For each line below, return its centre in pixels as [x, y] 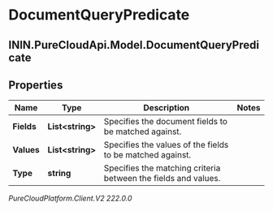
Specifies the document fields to [165, 122]
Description [166, 108]
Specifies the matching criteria [162, 168]
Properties [36, 85]
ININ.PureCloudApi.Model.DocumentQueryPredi [134, 45]
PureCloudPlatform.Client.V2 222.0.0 [70, 198]
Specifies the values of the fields [166, 145]
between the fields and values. [162, 179]
